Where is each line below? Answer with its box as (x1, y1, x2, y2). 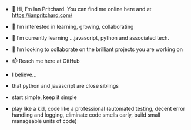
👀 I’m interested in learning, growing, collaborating (11, 23, 134, 30)
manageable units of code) (11, 118, 78, 124)
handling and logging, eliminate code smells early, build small (11, 111, 160, 118)
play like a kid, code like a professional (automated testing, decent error (11, 105, 186, 112)
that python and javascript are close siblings (11, 83, 119, 89)
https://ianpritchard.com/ (11, 12, 73, 19)
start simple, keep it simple (11, 94, 78, 101)
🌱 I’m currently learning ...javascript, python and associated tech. (11, 35, 169, 41)
